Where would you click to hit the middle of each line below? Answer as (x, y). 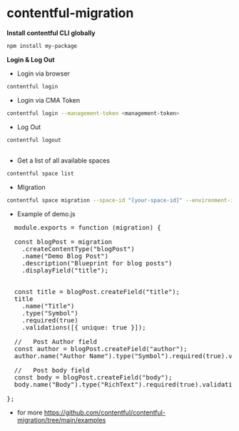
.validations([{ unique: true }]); (84, 327)
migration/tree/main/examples (61, 420)
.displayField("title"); (65, 270)
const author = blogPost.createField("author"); (101, 349)
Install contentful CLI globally (51, 33)
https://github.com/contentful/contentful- (105, 412)
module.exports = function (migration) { (87, 227)
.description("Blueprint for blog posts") (97, 263)
